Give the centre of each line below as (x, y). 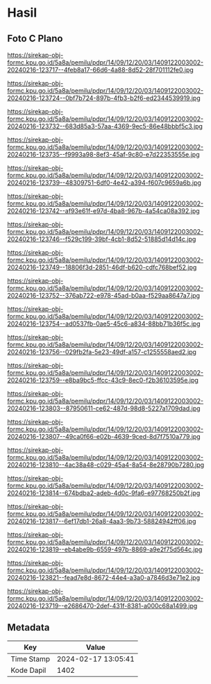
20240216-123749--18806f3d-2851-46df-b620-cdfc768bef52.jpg (102, 267)
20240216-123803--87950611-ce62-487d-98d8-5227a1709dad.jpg (104, 408)
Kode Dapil (28, 670)
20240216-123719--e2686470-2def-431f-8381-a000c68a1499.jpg (102, 606)
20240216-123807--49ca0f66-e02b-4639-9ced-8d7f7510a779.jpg (104, 436)
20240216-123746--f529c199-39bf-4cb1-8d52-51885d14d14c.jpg (102, 239)
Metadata (28, 627)
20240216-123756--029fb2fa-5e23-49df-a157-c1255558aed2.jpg (102, 352)
